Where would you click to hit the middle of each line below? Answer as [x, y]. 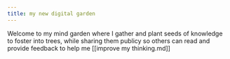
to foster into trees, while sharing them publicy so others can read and [109, 41]
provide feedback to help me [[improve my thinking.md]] [89, 48]
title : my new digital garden [52, 14]
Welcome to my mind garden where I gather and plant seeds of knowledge [115, 33]
